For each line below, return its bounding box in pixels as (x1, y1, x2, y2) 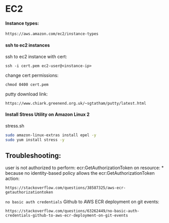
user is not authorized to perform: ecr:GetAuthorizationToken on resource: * (5, 165, 164, 171)
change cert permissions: (5, 72, 59, 78)
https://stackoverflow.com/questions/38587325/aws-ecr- (5, 185, 126, 190)
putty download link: (5, 91, 48, 97)
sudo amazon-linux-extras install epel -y (5, 133, 96, 138)
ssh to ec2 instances (5, 42, 50, 48)
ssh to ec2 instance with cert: (5, 53, 67, 59)
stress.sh (5, 122, 24, 129)
